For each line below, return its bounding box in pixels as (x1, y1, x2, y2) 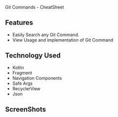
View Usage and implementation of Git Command (12, 37, 114, 43)
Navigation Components (12, 75, 62, 81)
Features (5, 18, 33, 27)
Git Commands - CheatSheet (5, 4, 64, 10)
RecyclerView (12, 85, 41, 91)
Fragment (12, 69, 32, 76)
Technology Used (5, 52, 61, 60)
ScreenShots (5, 105, 46, 114)
